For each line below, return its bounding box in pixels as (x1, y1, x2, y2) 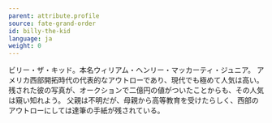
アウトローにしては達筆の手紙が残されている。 (8, 106, 165, 116)
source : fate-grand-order (8, 19, 96, 28)
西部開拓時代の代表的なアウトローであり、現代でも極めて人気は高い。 (29, 75, 264, 85)
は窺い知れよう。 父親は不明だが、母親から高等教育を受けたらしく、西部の (8, 95, 259, 105)
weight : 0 (8, 42, 42, 50)
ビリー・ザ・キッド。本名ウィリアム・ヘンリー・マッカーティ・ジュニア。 (8, 66, 256, 75)
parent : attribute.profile (8, 11, 100, 20)
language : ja (8, 34, 53, 43)
